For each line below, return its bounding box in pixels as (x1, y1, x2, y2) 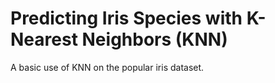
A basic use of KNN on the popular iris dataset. (10, 61, 205, 73)
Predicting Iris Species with (10, 7, 243, 30)
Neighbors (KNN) (81, 28, 228, 51)
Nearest (10, 28, 78, 51)
